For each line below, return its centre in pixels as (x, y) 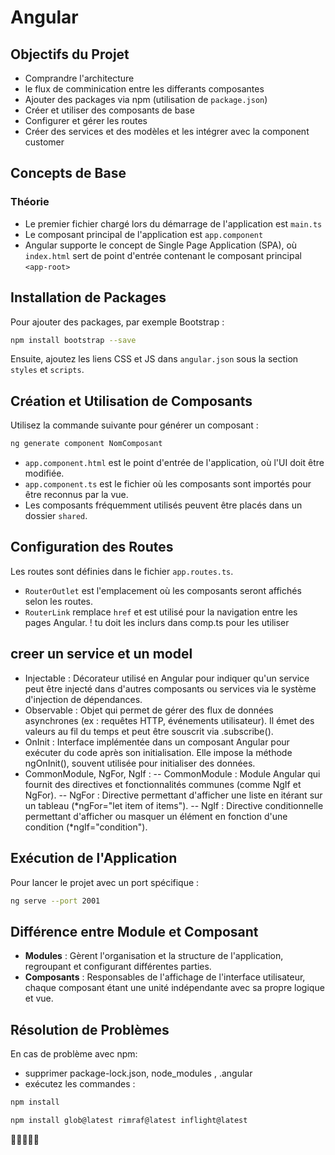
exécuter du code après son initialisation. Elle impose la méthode (158, 752)
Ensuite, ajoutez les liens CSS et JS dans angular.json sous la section (154, 359)
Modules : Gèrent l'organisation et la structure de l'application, (154, 956)
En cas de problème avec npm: (74, 1054)
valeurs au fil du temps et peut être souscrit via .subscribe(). (149, 731)
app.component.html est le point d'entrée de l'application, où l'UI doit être (174, 463)
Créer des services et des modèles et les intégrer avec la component (167, 131)
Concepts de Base (68, 173)
